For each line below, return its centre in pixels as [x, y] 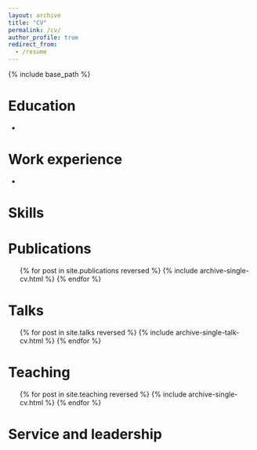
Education [42, 106]
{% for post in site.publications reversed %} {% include [109, 271]
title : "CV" [27, 23]
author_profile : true [43, 37]
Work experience [65, 160]
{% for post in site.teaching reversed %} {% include [103, 394]
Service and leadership [85, 435]
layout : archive [34, 15]
